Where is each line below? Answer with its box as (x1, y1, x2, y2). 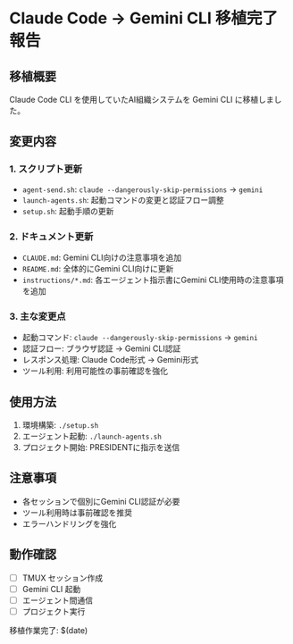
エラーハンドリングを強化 (21, 518, 117, 529)
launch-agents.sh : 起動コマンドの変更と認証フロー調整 (21, 194, 225, 205)
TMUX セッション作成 (21, 573, 104, 583)
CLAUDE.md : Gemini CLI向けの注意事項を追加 (21, 252, 181, 263)
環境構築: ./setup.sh (21, 420, 99, 431)
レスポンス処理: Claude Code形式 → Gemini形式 (21, 355, 199, 365)
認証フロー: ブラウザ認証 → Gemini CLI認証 (21, 343, 181, 354)
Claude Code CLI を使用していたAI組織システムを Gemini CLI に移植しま (9, 95, 274, 105)
